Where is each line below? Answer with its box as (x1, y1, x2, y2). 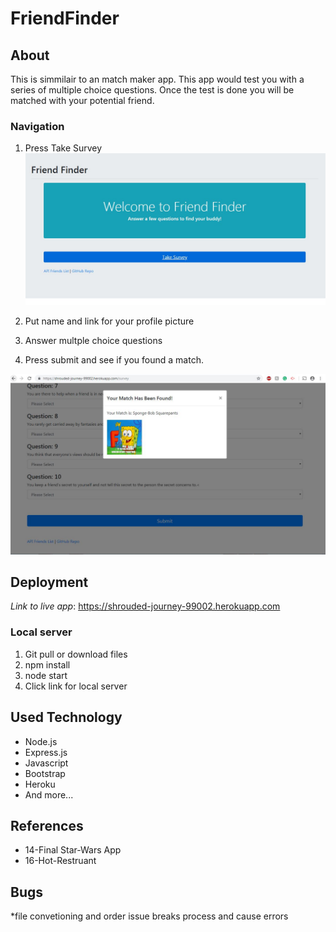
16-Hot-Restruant (24, 855, 97, 867)
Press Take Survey (24, 142, 103, 154)
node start (24, 669, 68, 681)
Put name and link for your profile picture (24, 315, 195, 327)
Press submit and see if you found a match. (24, 354, 204, 366)
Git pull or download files (24, 648, 128, 660)
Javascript (24, 757, 69, 769)
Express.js (24, 746, 68, 758)
